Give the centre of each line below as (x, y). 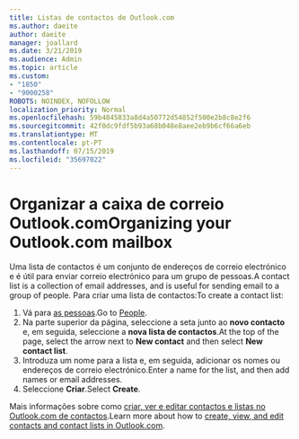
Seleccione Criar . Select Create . (81, 389)
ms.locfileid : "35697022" (57, 159)
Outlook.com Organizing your (120, 223)
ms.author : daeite (44, 26)
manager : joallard (44, 43)
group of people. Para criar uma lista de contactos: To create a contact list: (147, 295)
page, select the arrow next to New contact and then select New (142, 341)
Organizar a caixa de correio (117, 204)
